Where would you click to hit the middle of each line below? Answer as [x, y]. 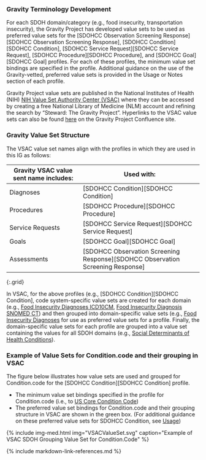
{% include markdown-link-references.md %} [64, 451]
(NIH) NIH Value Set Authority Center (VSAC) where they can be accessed [100, 99]
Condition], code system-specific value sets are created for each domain [99, 300]
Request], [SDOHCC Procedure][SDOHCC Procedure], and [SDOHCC [94, 55]
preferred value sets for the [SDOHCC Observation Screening [84, 36]
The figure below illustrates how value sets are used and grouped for [93, 376]
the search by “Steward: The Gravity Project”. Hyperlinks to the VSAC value [102, 113]
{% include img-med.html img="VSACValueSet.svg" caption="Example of [100, 432]
